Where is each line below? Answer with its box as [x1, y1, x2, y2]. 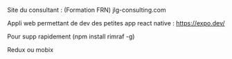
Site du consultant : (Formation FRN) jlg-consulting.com [7, 6, 166, 14]
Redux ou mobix [7, 46, 54, 54]
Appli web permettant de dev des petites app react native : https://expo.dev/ [7, 19, 225, 27]
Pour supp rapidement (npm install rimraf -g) [7, 32, 135, 40]
